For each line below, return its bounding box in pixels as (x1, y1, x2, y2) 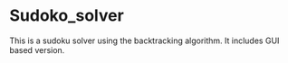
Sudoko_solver (9, 5, 124, 26)
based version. (9, 44, 65, 55)
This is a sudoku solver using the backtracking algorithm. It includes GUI (9, 35, 280, 46)
